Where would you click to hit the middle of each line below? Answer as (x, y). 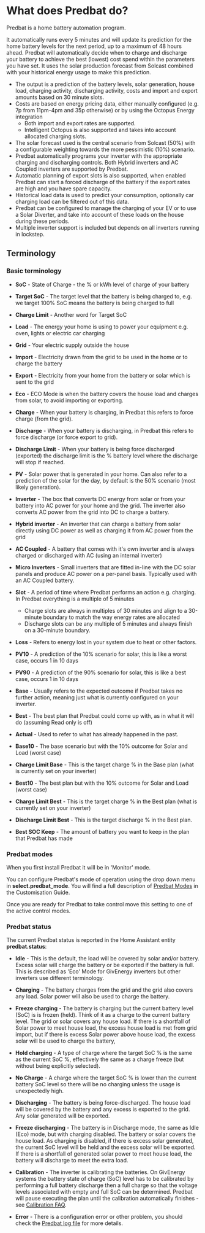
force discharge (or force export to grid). (66, 437)
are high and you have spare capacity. (63, 189)
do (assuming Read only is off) (54, 722)
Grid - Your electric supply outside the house (72, 345)
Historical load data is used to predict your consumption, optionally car (104, 195)
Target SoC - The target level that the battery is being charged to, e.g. (104, 296)
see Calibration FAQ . (41, 1205)
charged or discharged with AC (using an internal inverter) (88, 555)
